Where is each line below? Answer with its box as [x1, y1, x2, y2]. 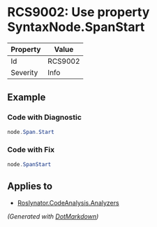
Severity [10, 67, 38, 77]
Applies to [7, 180, 53, 193]
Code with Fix [7, 145, 55, 155]
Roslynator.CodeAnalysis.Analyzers [17, 199, 120, 207]
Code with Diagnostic [7, 113, 82, 123]
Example [7, 92, 46, 104]
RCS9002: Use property [7, 4, 150, 20]
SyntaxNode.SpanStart [7, 19, 145, 35]
